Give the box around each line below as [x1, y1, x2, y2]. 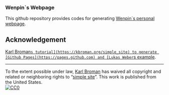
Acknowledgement [5, 35, 66, 44]
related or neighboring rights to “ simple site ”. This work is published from [5, 74, 157, 80]
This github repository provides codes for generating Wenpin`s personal [5, 16, 155, 22]
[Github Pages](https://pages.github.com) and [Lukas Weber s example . [5, 54, 156, 60]
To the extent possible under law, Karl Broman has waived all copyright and [5, 68, 161, 74]
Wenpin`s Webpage [5, 4, 55, 11]
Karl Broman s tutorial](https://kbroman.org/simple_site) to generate [5, 49, 157, 55]
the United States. [5, 79, 43, 85]
